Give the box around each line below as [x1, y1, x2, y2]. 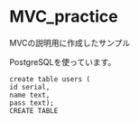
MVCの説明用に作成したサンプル [9, 37, 131, 48]
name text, [9, 90, 51, 99]
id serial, [9, 82, 51, 91]
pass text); [9, 98, 54, 108]
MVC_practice [9, 6, 119, 27]
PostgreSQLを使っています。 [9, 56, 116, 67]
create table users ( [9, 74, 91, 83]
